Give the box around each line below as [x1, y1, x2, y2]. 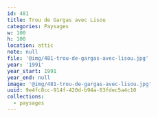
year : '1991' [7, 61, 45, 68]
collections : [7, 94, 45, 100]
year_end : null [7, 74, 51, 81]
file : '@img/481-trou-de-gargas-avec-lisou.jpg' [7, 55, 149, 62]
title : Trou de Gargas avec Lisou [7, 17, 106, 23]
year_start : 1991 [7, 67, 57, 74]
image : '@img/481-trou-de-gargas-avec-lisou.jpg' [7, 81, 153, 87]
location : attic [7, 42, 54, 49]
